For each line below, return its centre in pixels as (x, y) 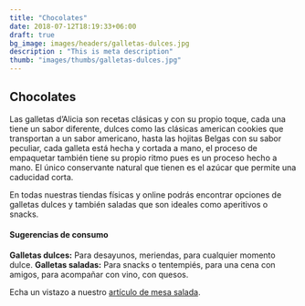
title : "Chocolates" (49, 18)
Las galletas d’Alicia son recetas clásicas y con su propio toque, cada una (147, 118)
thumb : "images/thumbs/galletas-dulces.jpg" (95, 60)
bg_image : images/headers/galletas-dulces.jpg (100, 43)
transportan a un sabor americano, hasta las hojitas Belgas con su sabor (146, 138)
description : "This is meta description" (91, 52)
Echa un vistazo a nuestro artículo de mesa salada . (105, 292)
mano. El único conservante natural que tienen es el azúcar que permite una (153, 167)
